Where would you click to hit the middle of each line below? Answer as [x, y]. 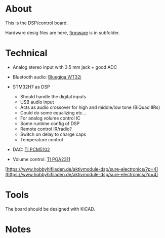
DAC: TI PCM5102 [31, 149]
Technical [26, 53]
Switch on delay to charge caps [53, 134]
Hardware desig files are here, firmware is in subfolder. [63, 32]
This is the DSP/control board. [37, 23]
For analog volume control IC [50, 118]
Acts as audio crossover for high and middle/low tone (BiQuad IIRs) [90, 107]
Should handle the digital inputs [53, 96]
